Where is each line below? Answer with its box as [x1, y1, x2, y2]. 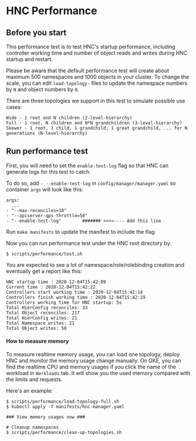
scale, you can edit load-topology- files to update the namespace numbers [6, 79, 188, 87]
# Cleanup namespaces [6, 425, 59, 430]
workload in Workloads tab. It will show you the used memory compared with [6, 370, 191, 377]
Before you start [6, 28, 67, 38]
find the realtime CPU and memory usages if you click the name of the [6, 363, 176, 370]
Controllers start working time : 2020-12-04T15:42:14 [6, 289, 143, 295]
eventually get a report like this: [6, 267, 82, 274]
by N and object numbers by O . [6, 86, 79, 92]
